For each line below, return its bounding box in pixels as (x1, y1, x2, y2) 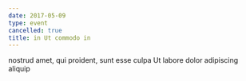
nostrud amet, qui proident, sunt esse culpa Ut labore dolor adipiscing (8, 56, 239, 65)
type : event (8, 19, 48, 27)
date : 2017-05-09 (8, 11, 66, 20)
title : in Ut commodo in (8, 33, 91, 42)
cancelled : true (8, 26, 62, 34)
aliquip (8, 64, 30, 74)
